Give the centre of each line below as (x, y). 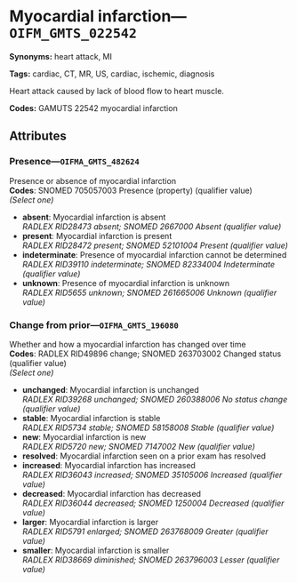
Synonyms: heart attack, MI (61, 56)
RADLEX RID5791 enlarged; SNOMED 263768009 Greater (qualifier (145, 531)
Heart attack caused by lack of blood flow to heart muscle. (117, 91)
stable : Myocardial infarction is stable (91, 418)
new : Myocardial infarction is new (84, 436)
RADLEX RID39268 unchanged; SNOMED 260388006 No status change (155, 399)
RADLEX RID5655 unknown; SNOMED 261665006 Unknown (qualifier (149, 292)
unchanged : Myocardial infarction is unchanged (111, 389)
